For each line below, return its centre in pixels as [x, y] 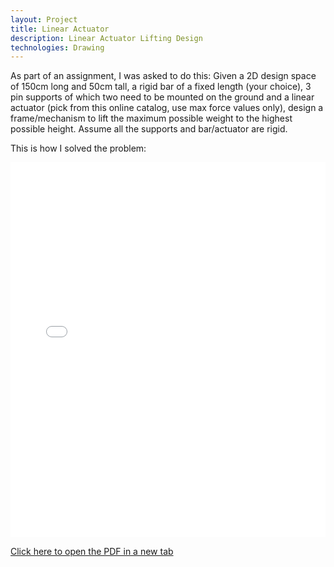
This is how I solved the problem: [78, 148]
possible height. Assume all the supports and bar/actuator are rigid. [149, 129]
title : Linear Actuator [60, 29]
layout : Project [44, 19]
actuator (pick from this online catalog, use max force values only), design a [167, 108]
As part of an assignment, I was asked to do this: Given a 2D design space [163, 76]
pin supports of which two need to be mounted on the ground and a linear [162, 97]
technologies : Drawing [57, 47]
